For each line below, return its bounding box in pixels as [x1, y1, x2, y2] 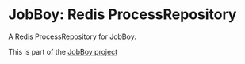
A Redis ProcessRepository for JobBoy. [8, 32, 136, 41]
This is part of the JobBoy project [8, 47, 117, 56]
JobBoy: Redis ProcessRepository [8, 6, 237, 24]
